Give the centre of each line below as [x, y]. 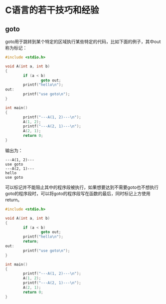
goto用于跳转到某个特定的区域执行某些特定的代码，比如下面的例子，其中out [83, 41]
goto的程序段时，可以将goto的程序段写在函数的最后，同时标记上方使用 [78, 193]
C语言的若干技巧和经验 [52, 10]
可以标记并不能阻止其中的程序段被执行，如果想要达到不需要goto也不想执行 [82, 187]
